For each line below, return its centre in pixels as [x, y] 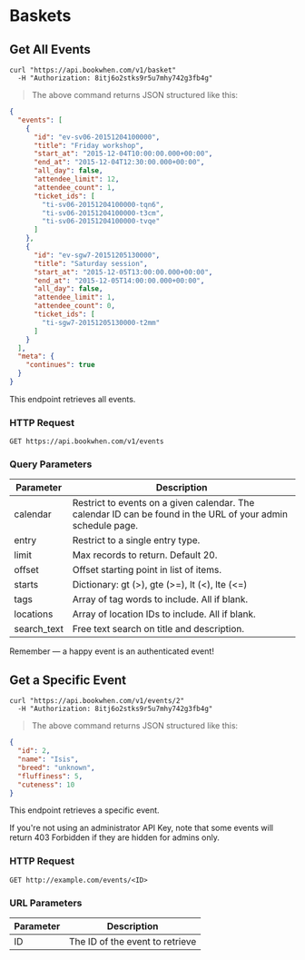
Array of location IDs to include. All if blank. [164, 614]
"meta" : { [36, 356]
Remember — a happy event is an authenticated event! [112, 651]
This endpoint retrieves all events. [73, 399]
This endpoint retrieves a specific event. [85, 810]
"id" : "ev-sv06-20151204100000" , [97, 137]
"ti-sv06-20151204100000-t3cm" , [103, 213]
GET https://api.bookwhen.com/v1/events [87, 441]
